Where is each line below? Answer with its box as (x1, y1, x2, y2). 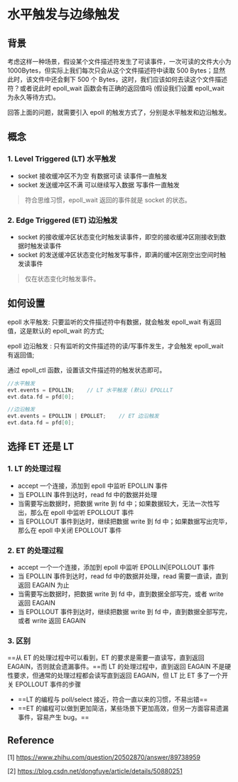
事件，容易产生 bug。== (17, 713, 90, 721)
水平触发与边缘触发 (7, 6, 120, 23)
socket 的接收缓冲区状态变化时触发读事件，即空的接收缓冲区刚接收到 (17, 232, 220, 241)
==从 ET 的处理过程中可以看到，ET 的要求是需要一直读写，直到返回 (7, 653, 205, 662)
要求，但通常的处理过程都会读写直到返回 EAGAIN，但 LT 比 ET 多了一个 (13, 671, 222, 680)
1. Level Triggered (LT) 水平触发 (7, 154, 117, 164)
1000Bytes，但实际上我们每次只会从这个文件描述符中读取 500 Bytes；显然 (7, 66, 226, 75)
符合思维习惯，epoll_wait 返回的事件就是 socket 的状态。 (24, 195, 192, 204)
